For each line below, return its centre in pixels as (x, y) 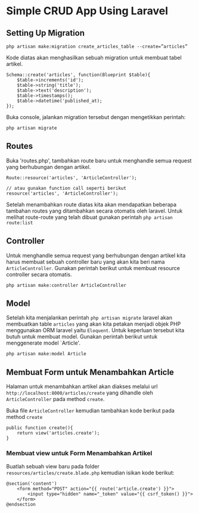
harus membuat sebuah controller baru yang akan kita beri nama (85, 262)
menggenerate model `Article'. (43, 343)
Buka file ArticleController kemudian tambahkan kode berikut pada (90, 411)
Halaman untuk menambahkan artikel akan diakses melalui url (82, 387)
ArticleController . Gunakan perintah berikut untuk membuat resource (93, 268)
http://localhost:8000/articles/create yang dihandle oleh (80, 393)
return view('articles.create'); (58, 433)
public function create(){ (40, 428)
